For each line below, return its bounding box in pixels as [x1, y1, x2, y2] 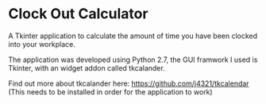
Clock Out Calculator [8, 5, 148, 23]
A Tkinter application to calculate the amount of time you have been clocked [8, 31, 258, 40]
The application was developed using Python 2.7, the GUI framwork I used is [8, 55, 258, 64]
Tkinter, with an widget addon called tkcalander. [8, 63, 165, 72]
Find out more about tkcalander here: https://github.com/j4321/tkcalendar [8, 79, 249, 88]
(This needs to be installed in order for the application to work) [8, 87, 213, 96]
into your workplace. [8, 39, 75, 48]
